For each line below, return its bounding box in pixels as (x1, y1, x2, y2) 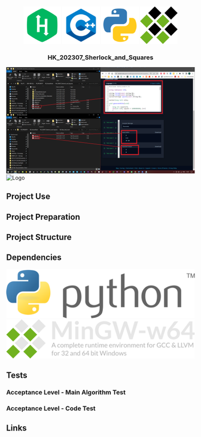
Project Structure (6, 232, 72, 242)
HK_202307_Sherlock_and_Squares (47, 53, 154, 62)
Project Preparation (6, 212, 81, 222)
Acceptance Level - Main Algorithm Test (6, 389, 126, 397)
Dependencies (6, 253, 62, 263)
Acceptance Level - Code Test (6, 404, 96, 412)
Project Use (6, 192, 51, 202)
